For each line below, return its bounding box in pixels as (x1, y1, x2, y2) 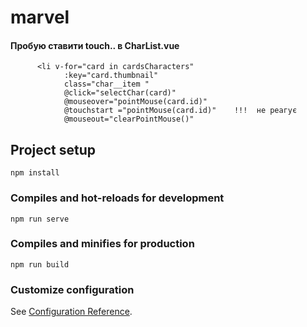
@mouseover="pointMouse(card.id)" (63, 97, 208, 107)
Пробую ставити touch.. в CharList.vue (10, 39, 180, 51)
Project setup (10, 141, 97, 158)
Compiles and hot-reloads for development (10, 191, 225, 205)
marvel (10, 6, 70, 29)
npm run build (10, 259, 70, 270)
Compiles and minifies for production (10, 237, 195, 251)
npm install (10, 168, 60, 178)
